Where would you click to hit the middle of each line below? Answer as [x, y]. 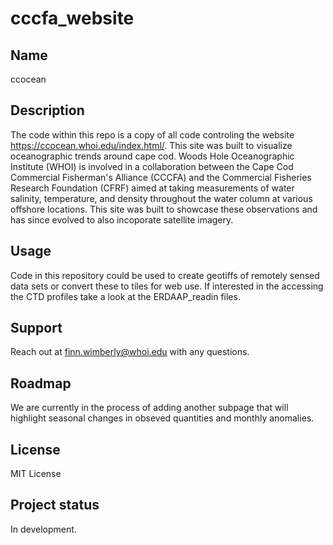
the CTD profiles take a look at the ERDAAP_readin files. [125, 296]
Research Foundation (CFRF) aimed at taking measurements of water [152, 188]
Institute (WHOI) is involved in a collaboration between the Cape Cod [152, 166]
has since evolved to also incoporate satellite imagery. [122, 219]
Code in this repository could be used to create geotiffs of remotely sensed [165, 275]
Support [36, 328]
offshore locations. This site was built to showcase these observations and [164, 209]
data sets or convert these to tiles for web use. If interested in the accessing [167, 286]
